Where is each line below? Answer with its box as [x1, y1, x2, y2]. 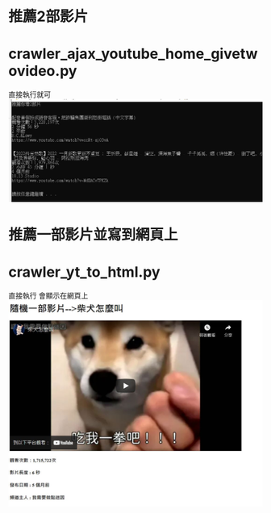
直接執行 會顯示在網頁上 [8, 290, 89, 300]
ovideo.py [8, 62, 77, 81]
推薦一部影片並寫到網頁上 [8, 225, 179, 244]
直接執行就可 [8, 90, 51, 99]
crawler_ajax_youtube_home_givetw [8, 45, 258, 63]
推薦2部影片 [8, 7, 89, 26]
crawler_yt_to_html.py [8, 263, 161, 281]
